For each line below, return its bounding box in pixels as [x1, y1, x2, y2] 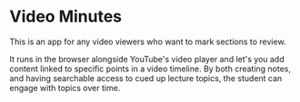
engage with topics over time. [9, 82, 121, 93]
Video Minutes [9, 6, 123, 27]
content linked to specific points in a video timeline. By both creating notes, [9, 63, 292, 74]
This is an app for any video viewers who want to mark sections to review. [9, 36, 286, 47]
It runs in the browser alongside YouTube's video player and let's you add [9, 53, 285, 64]
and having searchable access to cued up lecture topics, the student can [9, 72, 283, 83]
